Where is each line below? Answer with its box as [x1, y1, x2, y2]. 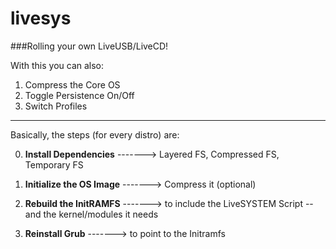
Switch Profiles [24, 100, 88, 112]
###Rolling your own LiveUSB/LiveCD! [10, 40, 169, 52]
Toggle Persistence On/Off [24, 89, 135, 101]
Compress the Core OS [24, 78, 121, 91]
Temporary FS [24, 158, 84, 171]
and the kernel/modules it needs [24, 208, 159, 220]
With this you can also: [10, 59, 105, 71]
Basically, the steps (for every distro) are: [10, 128, 180, 141]
